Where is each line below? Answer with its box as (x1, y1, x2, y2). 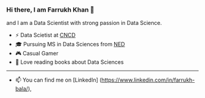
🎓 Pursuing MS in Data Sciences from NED (15, 41, 125, 48)
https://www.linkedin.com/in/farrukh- (101, 76, 195, 84)
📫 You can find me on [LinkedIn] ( (15, 76, 102, 84)
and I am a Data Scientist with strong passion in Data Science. (6, 19, 162, 27)
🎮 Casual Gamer (15, 50, 59, 57)
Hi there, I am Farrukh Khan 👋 (6, 5, 95, 14)
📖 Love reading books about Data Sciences (15, 58, 124, 66)
